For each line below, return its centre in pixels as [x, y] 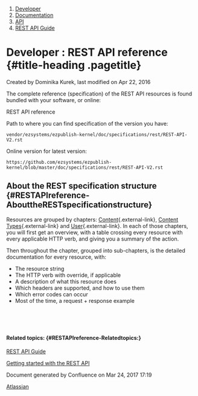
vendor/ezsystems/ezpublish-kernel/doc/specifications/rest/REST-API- [97, 135]
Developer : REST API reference [87, 52]
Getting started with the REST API [48, 363]
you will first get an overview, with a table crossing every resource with [94, 232]
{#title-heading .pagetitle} [74, 65]
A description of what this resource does [65, 281]
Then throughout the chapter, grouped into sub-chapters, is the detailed [96, 250]
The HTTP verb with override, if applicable [68, 275]
